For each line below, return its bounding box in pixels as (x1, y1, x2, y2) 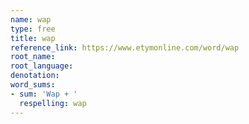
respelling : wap (19, 98, 87, 108)
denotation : (10, 71, 60, 81)
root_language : (10, 61, 74, 71)
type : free (10, 24, 56, 34)
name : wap (10, 14, 52, 25)
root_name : (10, 52, 56, 62)
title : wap (10, 33, 56, 43)
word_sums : (10, 80, 56, 90)
